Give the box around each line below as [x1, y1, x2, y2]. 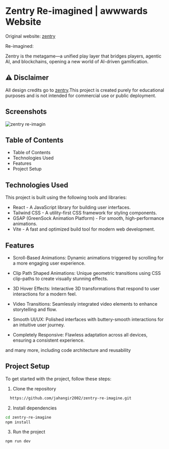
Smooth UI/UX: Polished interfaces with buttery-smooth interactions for [12, 316, 164, 322]
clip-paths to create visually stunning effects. [12, 275, 109, 282]
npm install [5, 419, 31, 425]
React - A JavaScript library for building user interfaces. [12, 204, 131, 211]
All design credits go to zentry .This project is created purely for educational [5, 87, 164, 93]
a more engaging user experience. [12, 260, 86, 266]
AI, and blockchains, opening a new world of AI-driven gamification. [5, 58, 149, 64]
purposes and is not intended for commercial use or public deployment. [5, 92, 157, 99]
